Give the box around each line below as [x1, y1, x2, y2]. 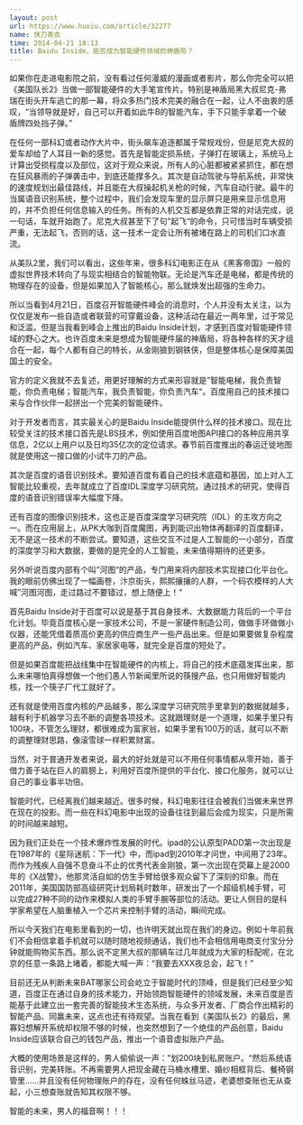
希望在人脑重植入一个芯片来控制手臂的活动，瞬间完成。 [24, 905, 231, 916]
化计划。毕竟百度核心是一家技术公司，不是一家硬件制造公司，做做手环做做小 [9, 617, 294, 628]
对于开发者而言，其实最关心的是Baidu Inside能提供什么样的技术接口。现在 [9, 417, 284, 428]
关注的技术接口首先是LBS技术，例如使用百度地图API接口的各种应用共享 [24, 428, 290, 438]
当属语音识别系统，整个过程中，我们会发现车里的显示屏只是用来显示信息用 [9, 193, 286, 204]
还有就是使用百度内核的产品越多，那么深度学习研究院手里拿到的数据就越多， [9, 701, 294, 712]
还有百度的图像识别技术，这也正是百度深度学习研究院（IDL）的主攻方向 [9, 512, 275, 522]
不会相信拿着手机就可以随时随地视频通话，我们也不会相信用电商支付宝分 [16, 936, 286, 946]
